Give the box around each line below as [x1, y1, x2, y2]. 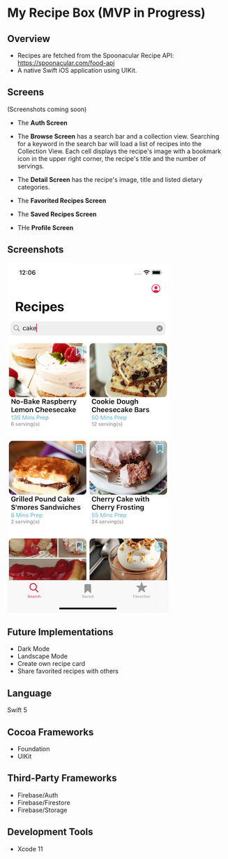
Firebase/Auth [17, 790, 59, 799]
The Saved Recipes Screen [17, 210, 97, 218]
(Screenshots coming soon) [7, 105, 87, 113]
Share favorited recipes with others [17, 667, 119, 676]
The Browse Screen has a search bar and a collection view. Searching [17, 132, 220, 141]
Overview [7, 33, 51, 45]
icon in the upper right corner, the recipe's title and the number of [17, 154, 206, 162]
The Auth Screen [17, 118, 68, 127]
